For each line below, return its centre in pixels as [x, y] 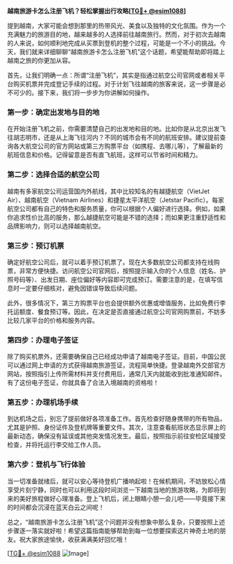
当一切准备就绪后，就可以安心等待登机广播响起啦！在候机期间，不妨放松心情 [116, 481]
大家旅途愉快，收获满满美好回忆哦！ [77, 539]
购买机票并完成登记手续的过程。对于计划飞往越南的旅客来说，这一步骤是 [116, 84]
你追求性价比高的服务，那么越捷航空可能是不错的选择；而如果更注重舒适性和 [116, 217]
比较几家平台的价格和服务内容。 [53, 320]
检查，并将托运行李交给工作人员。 [56, 445]
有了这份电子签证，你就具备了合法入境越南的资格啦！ [83, 382]
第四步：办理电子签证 [43, 340]
